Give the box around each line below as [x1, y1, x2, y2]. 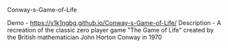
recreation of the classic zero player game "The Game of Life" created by [7, 26, 214, 34]
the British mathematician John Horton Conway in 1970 [7, 33, 162, 41]
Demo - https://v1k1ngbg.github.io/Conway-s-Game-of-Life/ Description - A [7, 19, 221, 26]
